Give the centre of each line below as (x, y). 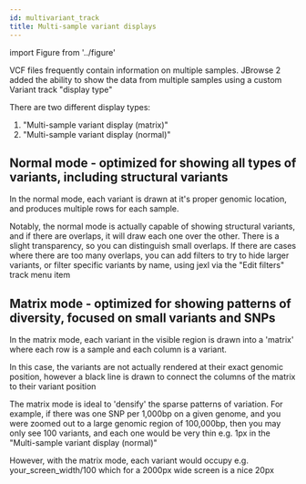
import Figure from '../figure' (62, 52)
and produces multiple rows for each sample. (94, 209)
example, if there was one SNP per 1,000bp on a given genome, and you (145, 414)
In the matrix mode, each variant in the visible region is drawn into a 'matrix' (152, 340)
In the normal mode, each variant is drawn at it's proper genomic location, (148, 199)
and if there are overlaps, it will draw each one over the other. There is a (144, 236)
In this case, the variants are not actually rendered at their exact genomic (147, 367)
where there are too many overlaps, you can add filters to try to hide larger (149, 255)
